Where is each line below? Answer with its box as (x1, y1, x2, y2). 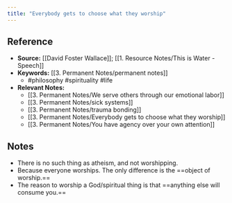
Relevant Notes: (17, 84, 65, 92)
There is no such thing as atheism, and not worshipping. (17, 159, 179, 167)
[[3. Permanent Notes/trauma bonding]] (27, 105, 142, 114)
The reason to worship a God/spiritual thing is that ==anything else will (17, 181, 220, 189)
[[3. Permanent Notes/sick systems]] (27, 98, 133, 107)
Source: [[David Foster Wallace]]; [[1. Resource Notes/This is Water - (17, 54, 215, 62)
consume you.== (17, 188, 67, 197)
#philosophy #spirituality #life (27, 76, 113, 85)
